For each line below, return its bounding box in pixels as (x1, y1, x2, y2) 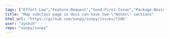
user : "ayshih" (5, 21, 37, 26)
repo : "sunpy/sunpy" (5, 26, 49, 31)
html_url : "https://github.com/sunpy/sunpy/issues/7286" (5, 16, 127, 21)
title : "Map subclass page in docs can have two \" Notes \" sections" (5, 12, 154, 17)
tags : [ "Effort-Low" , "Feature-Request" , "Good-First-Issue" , (5, 7, 134, 12)
